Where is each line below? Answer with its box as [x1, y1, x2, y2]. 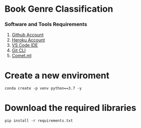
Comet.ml [11, 53, 32, 59]
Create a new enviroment [4, 70, 110, 81]
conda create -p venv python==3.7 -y [4, 86, 82, 91]
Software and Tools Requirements [4, 21, 87, 28]
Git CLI [11, 47, 26, 53]
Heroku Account [11, 37, 45, 43]
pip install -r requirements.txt [4, 118, 73, 123]
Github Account [11, 32, 44, 38]
